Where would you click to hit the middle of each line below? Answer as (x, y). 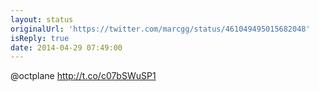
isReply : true (40, 38)
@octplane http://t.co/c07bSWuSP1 (83, 76)
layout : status (42, 19)
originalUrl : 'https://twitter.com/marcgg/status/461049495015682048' (160, 29)
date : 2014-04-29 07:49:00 (66, 47)
